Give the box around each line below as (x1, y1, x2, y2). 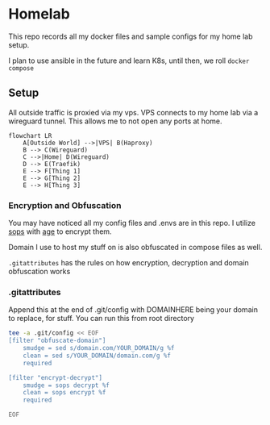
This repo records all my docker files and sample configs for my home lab (8, 31, 253, 41)
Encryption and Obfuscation (8, 199, 122, 210)
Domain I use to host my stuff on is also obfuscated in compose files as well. (8, 243, 263, 252)
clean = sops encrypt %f (23, 389, 106, 397)
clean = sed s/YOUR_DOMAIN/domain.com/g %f (23, 352, 172, 360)
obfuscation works (8, 267, 71, 277)
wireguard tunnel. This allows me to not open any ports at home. (8, 116, 222, 126)
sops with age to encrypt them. (8, 227, 112, 236)
